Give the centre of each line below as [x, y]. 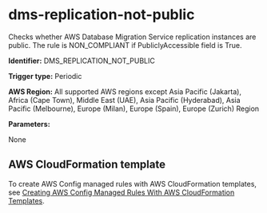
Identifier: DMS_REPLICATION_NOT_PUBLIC [82, 61]
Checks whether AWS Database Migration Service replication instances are [132, 37]
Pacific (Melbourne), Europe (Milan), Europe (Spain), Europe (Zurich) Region [134, 108]
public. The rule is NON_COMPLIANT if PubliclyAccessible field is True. [125, 45]
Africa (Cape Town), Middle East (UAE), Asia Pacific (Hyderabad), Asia [125, 100]
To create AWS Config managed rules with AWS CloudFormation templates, [133, 183]
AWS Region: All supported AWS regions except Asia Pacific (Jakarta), [125, 91]
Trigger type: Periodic [45, 76]
